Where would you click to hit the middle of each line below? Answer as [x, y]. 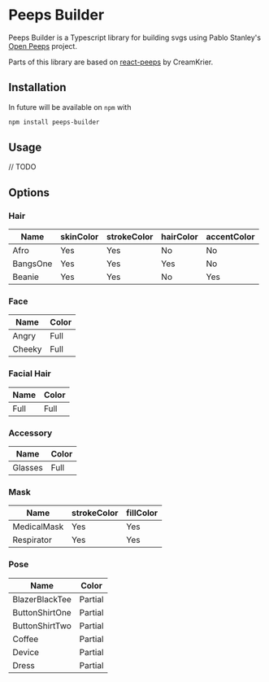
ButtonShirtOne [42, 612]
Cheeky [27, 349]
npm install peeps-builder [54, 122]
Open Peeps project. [43, 46]
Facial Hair [30, 374]
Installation [37, 87]
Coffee [26, 639]
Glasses [28, 468]
